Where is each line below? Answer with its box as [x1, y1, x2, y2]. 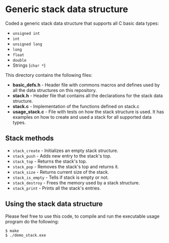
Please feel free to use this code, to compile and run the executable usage [5, 213, 160, 219]
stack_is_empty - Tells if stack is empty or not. [12, 174, 109, 180]
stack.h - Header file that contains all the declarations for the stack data [12, 92, 163, 99]
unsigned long [12, 41, 42, 46]
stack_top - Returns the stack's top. [12, 158, 87, 164]
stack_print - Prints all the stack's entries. [12, 185, 101, 191]
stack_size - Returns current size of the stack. [12, 169, 109, 175]
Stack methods [5, 134, 54, 142]
